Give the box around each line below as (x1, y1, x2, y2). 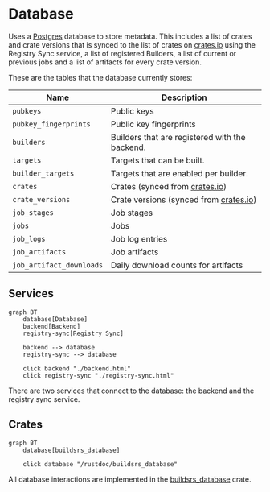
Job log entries (111, 233, 168, 244)
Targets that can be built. (111, 155, 205, 166)
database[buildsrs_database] (22, 446, 121, 454)
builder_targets (12, 168, 75, 178)
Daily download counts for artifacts (111, 259, 243, 271)
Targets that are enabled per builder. (111, 167, 249, 179)
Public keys (111, 105, 154, 117)
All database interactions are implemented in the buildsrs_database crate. (8, 474, 252, 484)
